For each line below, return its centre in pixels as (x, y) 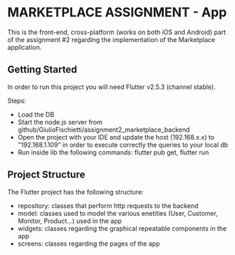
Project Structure (46, 175)
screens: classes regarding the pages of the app (89, 244)
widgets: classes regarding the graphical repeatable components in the (122, 228)
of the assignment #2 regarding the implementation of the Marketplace (111, 39)
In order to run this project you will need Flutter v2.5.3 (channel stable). (111, 87)
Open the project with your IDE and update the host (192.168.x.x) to (116, 137)
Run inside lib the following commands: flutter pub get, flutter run (113, 152)
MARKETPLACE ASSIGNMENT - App (117, 12)
